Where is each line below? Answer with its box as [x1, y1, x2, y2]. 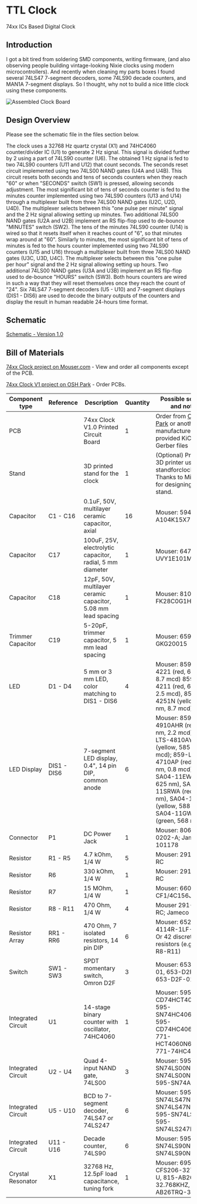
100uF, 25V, [83, 536, 119, 544]
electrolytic [83, 544, 115, 552]
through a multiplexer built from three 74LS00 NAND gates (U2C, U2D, [6, 198, 176, 206]
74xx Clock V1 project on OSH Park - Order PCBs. [6, 381, 126, 388]
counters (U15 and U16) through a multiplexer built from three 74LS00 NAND [6, 248, 191, 255]
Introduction [6, 40, 53, 50]
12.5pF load [83, 1170, 117, 1178]
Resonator [9, 1177, 38, 1185]
